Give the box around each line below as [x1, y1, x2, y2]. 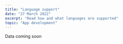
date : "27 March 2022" [5, 11, 51, 16]
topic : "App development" [5, 20, 57, 25]
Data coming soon [5, 33, 42, 39]
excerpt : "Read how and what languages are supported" [5, 16, 119, 21]
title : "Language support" [5, 7, 60, 12]
